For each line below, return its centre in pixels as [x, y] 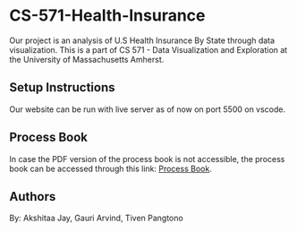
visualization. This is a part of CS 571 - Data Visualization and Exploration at [148, 49]
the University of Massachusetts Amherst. [87, 59]
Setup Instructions [62, 87]
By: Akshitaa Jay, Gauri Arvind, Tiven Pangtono [96, 218]
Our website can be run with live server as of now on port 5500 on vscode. [148, 109]
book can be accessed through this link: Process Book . [110, 168]
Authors [33, 197]
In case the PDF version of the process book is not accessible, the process [147, 159]
